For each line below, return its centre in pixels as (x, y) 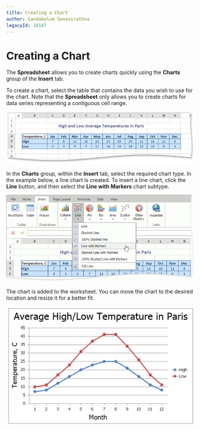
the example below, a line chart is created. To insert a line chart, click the (96, 180)
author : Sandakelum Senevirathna (48, 19)
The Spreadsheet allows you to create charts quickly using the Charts (93, 73)
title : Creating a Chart (37, 13)
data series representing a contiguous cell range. (67, 103)
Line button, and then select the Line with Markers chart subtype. (88, 186)
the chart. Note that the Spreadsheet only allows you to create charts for (96, 97)
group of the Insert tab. (35, 79)
